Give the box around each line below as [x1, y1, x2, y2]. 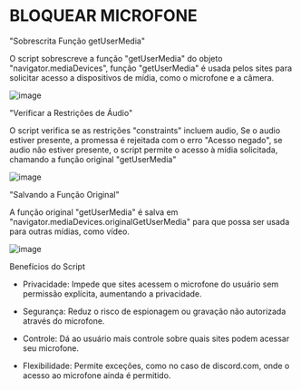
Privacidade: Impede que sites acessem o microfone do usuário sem [22, 278, 279, 289]
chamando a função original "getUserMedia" [9, 153, 177, 164]
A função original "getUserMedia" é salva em [9, 206, 179, 218]
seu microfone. [22, 342, 80, 354]
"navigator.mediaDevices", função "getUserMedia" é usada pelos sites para [9, 63, 293, 73]
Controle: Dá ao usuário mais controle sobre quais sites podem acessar [22, 333, 290, 344]
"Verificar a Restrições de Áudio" [9, 107, 133, 118]
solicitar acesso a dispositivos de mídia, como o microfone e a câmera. [9, 72, 275, 83]
